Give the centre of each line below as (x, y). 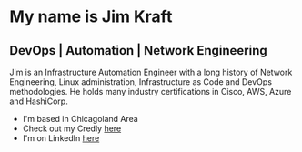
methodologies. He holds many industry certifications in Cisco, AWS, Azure (151, 91)
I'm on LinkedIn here (61, 138)
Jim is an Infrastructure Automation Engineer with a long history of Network (151, 72)
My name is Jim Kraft (91, 17)
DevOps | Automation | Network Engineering (139, 51)
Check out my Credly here (72, 128)
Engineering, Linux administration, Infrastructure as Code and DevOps (141, 82)
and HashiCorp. (39, 101)
